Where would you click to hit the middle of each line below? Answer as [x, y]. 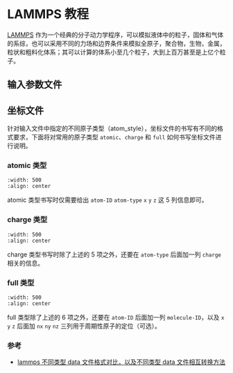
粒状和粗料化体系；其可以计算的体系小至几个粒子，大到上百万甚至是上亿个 [113, 52]
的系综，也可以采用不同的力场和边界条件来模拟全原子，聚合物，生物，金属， [116, 43]
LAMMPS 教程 [48, 14]
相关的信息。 [25, 263]
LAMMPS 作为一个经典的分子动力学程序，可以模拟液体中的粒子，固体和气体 [115, 35]
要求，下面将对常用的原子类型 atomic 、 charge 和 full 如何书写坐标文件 [114, 137]
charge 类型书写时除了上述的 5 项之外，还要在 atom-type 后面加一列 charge [114, 254]
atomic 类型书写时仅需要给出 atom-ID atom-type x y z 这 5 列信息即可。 [107, 200]
